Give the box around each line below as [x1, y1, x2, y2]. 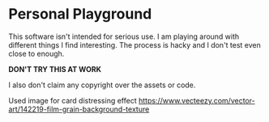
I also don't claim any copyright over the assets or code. [8, 80, 196, 90]
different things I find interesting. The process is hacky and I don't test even [8, 40, 262, 49]
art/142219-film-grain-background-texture [8, 104, 150, 114]
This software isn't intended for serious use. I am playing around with [8, 32, 240, 41]
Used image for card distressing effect [8, 95, 138, 105]
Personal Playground [8, 5, 152, 23]
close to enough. [8, 48, 65, 58]
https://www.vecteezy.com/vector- [138, 95, 255, 105]
